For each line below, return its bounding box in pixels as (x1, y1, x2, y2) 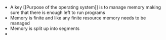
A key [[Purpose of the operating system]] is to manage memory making (10, 4, 161, 10)
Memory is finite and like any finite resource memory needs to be (10, 15, 146, 20)
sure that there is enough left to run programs (10, 9, 105, 15)
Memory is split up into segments (10, 25, 80, 31)
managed (10, 20, 30, 26)
